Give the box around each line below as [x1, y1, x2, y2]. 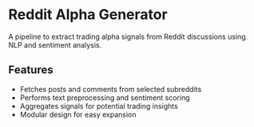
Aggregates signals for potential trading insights [19, 101, 178, 110]
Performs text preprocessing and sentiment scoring [19, 93, 190, 102]
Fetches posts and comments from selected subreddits [19, 84, 202, 94]
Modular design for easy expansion [19, 110, 137, 119]
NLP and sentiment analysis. [8, 40, 102, 49]
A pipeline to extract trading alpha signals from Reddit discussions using [8, 32, 246, 41]
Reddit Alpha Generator [8, 6, 168, 24]
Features [8, 63, 54, 77]
